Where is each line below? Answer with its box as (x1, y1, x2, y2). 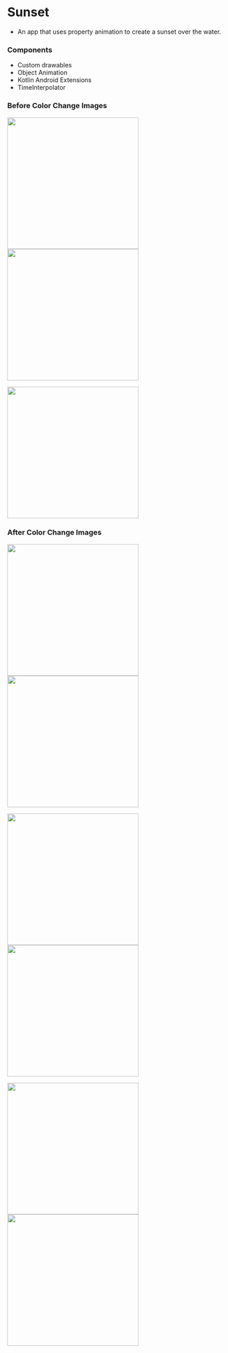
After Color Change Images (7, 528, 102, 538)
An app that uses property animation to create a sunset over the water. (17, 27, 222, 36)
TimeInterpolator (17, 84, 66, 92)
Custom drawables (17, 61, 72, 69)
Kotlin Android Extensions (17, 76, 92, 84)
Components (7, 45, 52, 55)
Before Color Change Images (7, 101, 107, 111)
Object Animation (17, 68, 68, 77)
